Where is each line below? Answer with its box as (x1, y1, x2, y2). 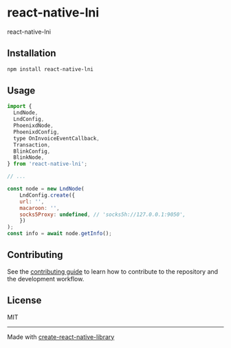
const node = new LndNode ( (7, 186, 85, 193)
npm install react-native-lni (7, 65, 94, 73)
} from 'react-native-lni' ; (7, 160, 88, 168)
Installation (7, 47, 56, 59)
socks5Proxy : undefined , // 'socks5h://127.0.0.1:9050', (19, 211, 186, 218)
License (7, 294, 42, 307)
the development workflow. (7, 274, 85, 283)
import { (7, 103, 32, 110)
